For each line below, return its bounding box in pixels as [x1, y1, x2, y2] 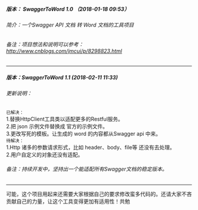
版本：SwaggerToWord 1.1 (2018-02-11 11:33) [6, 74, 118, 81]
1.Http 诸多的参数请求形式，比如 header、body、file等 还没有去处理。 [6, 144, 175, 151]
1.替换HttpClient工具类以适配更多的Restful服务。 [6, 115, 124, 122]
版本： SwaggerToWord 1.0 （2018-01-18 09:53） [6, 5, 130, 12]
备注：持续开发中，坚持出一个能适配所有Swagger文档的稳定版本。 [6, 165, 168, 173]
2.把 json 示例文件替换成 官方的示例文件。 [6, 122, 108, 129]
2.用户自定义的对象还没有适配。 [6, 151, 84, 158]
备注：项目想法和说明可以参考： [6, 41, 84, 48]
